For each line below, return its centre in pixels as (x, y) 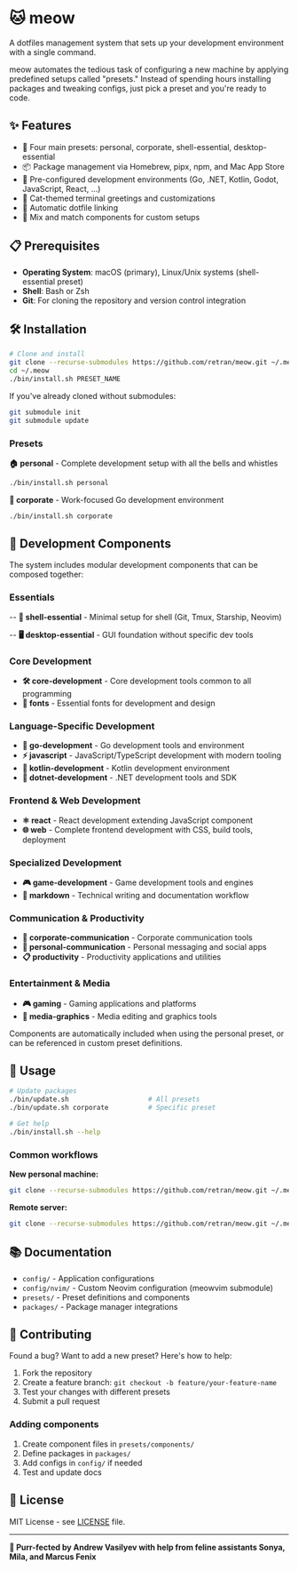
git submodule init (45, 412)
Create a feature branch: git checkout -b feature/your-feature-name (149, 1383)
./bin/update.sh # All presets (105, 1100)
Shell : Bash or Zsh (56, 291)
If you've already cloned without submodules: (93, 395)
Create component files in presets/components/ (108, 1444)
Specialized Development (66, 863)
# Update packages (43, 1091)
